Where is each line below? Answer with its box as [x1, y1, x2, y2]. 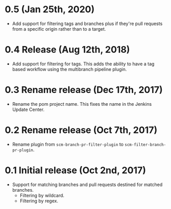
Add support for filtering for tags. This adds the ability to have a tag [12, 60, 155, 67]
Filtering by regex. [19, 198, 58, 204]
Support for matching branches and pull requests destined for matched [12, 181, 163, 188]
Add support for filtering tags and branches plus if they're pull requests [12, 20, 163, 27]
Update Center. [12, 106, 45, 112]
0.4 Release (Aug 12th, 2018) [5, 44, 130, 56]
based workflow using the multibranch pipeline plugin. [12, 66, 127, 72]
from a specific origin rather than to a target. [12, 26, 106, 32]
